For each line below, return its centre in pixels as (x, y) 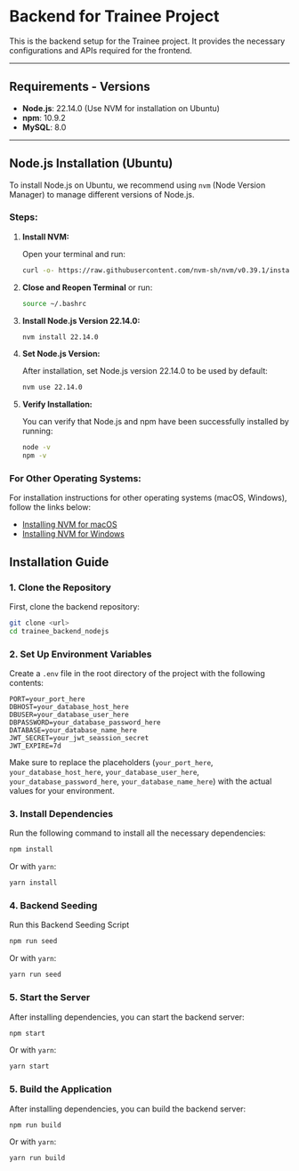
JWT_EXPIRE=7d (36, 746)
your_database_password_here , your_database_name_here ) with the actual (141, 781)
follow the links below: (50, 507)
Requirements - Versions (80, 87)
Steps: (24, 217)
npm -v (34, 456)
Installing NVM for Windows (73, 534)
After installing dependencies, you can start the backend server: (127, 1017)
